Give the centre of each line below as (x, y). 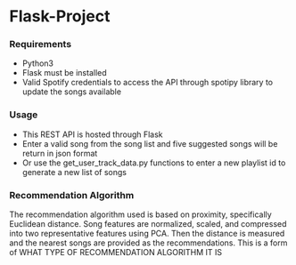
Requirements (41, 44)
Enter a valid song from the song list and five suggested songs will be (150, 143)
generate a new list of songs (74, 172)
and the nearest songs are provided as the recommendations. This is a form (148, 243)
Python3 (37, 63)
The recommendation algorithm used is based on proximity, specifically (140, 214)
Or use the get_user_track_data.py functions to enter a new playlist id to (154, 163)
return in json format (60, 153)
